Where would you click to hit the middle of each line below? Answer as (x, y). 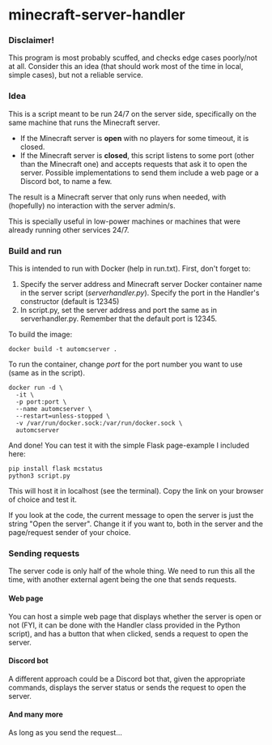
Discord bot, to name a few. (66, 181)
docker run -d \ (36, 388)
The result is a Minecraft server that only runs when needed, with (117, 197)
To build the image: (40, 335)
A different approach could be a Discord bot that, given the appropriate (127, 679)
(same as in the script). (47, 373)
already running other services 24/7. (69, 229)
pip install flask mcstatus (56, 469)
